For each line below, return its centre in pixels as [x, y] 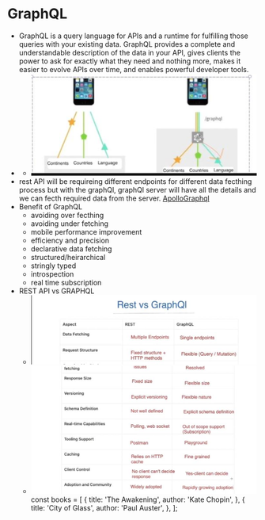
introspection [52, 274]
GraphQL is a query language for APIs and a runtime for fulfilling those [133, 36]
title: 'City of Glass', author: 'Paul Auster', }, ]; [104, 507]
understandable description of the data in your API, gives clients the [129, 52]
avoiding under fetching [69, 224]
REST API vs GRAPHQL [57, 291]
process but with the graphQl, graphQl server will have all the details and [137, 190]
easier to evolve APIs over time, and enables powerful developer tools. [134, 69]
